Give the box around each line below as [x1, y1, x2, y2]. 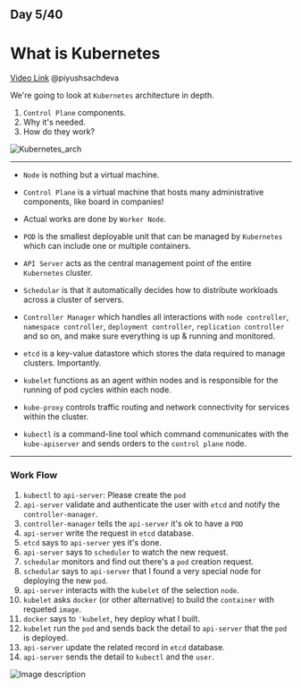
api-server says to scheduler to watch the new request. [22, 546, 229, 557]
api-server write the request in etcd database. [22, 528, 195, 538]
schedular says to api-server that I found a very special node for [22, 565, 262, 576]
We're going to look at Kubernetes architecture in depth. [10, 90, 214, 101]
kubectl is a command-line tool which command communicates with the [22, 429, 289, 440]
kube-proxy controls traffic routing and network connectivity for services [22, 402, 289, 413]
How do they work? [22, 126, 96, 137]
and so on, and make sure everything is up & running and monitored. [22, 331, 276, 341]
